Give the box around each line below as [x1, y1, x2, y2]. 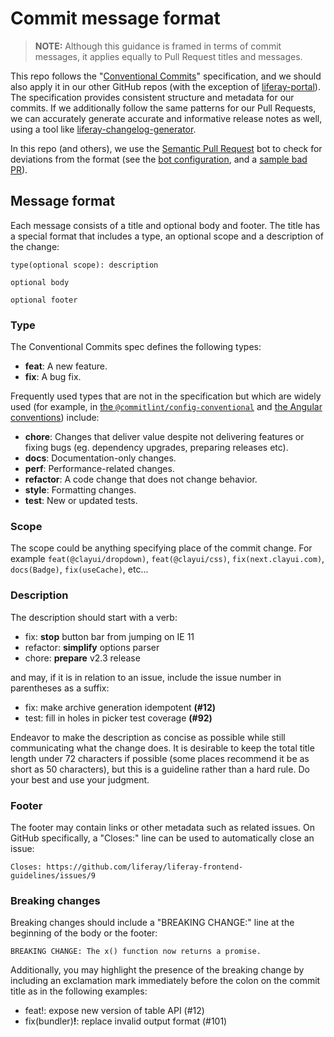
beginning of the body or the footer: [10, 927, 158, 939]
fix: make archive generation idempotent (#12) [24, 701, 216, 713]
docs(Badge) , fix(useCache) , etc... [10, 563, 149, 576]
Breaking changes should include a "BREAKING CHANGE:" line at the [10, 917, 295, 929]
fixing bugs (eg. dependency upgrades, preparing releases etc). [24, 442, 289, 454]
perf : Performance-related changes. [24, 463, 175, 475]
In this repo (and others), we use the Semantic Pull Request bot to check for [10, 142, 323, 154]
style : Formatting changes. [24, 484, 137, 496]
